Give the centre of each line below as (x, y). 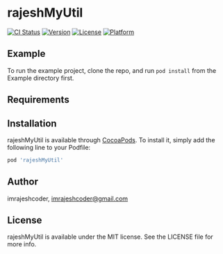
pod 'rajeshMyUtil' (35, 160)
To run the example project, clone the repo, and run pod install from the (112, 70)
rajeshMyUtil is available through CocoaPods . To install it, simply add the (111, 139)
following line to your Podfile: (49, 147)
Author (23, 182)
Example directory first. (41, 78)
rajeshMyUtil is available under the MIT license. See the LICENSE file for (110, 237)
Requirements (38, 100)
